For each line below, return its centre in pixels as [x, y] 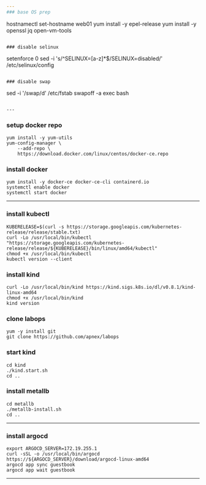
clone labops [26, 318]
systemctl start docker [37, 193]
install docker [27, 169]
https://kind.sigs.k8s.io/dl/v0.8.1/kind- [141, 287]
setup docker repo [34, 125]
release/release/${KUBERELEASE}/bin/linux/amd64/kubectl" [82, 248]
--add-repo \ [34, 149]
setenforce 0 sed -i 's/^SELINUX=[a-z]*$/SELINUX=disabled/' [85, 58]
